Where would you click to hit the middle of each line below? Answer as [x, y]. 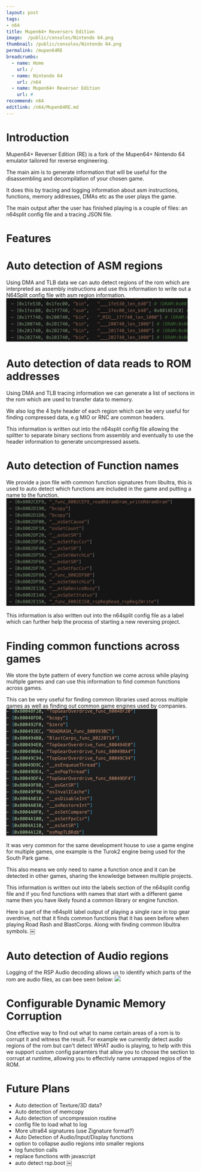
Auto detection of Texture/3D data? [58, 1106]
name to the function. [33, 495]
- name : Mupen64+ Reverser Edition [56, 88]
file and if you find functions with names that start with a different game [94, 894]
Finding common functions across [93, 646]
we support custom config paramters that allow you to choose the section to [100, 1052]
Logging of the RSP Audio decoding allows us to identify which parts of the [99, 972]
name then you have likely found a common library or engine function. [93, 901]
